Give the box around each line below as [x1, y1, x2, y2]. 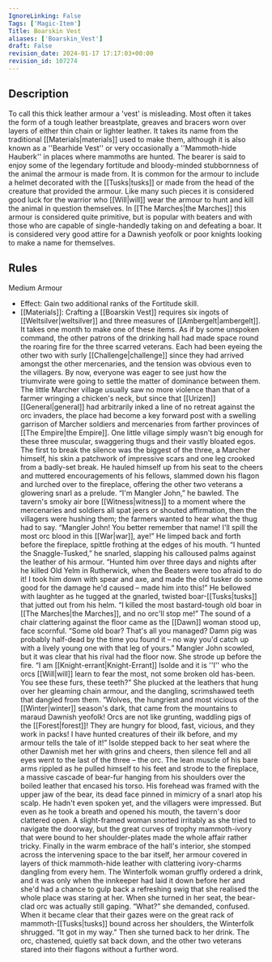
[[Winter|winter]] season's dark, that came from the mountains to [19, 703, 238, 713]
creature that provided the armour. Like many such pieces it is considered [8, 186, 255, 195]
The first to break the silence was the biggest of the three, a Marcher [19, 445, 251, 455]
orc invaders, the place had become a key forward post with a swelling [19, 410, 257, 420]
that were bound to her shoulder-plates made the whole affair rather [19, 832, 249, 842]
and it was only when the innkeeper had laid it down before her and [19, 875, 245, 885]
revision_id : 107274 [8, 58, 79, 66]
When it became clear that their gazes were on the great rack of [19, 909, 235, 920]
